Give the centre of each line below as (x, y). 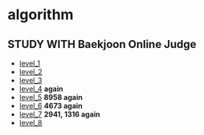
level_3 (31, 80)
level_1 (30, 63)
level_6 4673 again (51, 106)
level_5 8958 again (51, 97)
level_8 (31, 123)
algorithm (41, 15)
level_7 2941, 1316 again (60, 114)
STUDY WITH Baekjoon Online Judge (102, 44)
